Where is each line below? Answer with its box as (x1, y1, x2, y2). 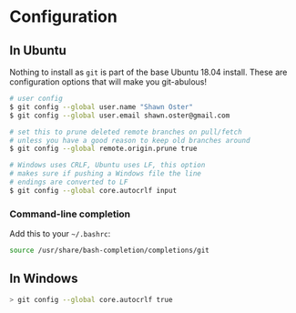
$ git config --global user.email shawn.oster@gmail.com (9, 111, 230, 120)
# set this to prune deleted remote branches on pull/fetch (9, 127, 243, 136)
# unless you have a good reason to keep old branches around (9, 136, 250, 145)
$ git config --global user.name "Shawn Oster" (9, 102, 194, 111)
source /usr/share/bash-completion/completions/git (9, 246, 209, 256)
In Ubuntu (9, 43, 66, 58)
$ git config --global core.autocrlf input (9, 186, 178, 195)
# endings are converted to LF (9, 177, 128, 187)
